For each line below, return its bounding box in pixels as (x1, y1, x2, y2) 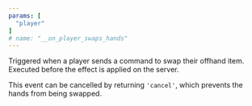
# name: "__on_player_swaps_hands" (8, 34, 128, 43)
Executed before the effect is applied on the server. (8, 65, 179, 75)
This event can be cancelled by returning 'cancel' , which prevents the (8, 80, 244, 90)
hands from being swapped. (8, 89, 103, 99)
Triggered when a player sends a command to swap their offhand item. (8, 56, 245, 66)
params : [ (8, 11, 42, 20)
